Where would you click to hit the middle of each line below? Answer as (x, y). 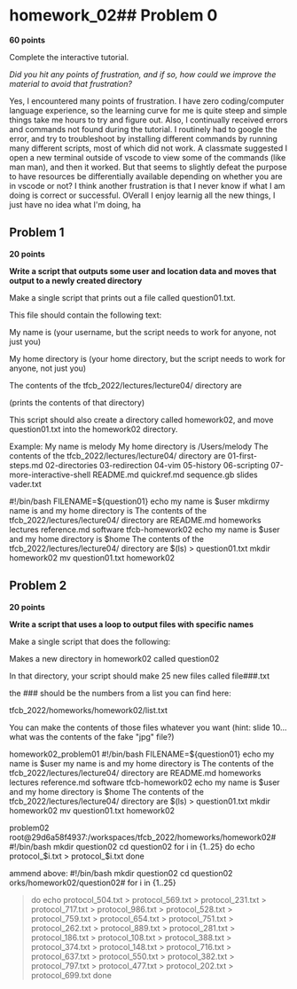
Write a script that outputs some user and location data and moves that (143, 271)
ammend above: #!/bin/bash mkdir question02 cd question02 (121, 873)
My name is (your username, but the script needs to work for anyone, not (143, 332)
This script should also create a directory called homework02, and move (141, 420)
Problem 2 (38, 586)
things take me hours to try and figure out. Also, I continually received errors (148, 120)
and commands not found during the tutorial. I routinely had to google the (143, 129)
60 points (27, 40)
